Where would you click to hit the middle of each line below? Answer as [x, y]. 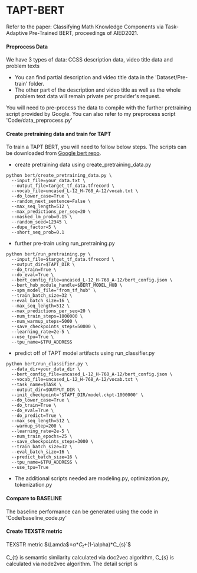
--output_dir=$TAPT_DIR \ [43, 265]
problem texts [23, 66]
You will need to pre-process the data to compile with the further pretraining [99, 108]
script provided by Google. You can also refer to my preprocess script [91, 114]
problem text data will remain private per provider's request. [88, 96]
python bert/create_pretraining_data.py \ [59, 176]
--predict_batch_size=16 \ [45, 457]
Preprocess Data [27, 46]
